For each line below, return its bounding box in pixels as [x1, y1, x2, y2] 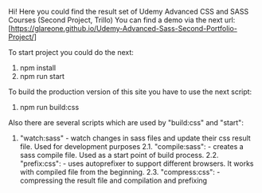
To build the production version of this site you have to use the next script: [8, 87, 252, 96]
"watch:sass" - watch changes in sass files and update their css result [19, 133, 251, 143]
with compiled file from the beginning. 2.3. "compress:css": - [19, 167, 221, 176]
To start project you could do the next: [8, 48, 134, 57]
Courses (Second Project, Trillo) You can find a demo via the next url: [8, 15, 236, 25]
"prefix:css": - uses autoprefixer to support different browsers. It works [19, 159, 254, 168]
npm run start [19, 72, 65, 81]
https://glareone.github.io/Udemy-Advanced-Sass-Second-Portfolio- [10, 24, 237, 33]
